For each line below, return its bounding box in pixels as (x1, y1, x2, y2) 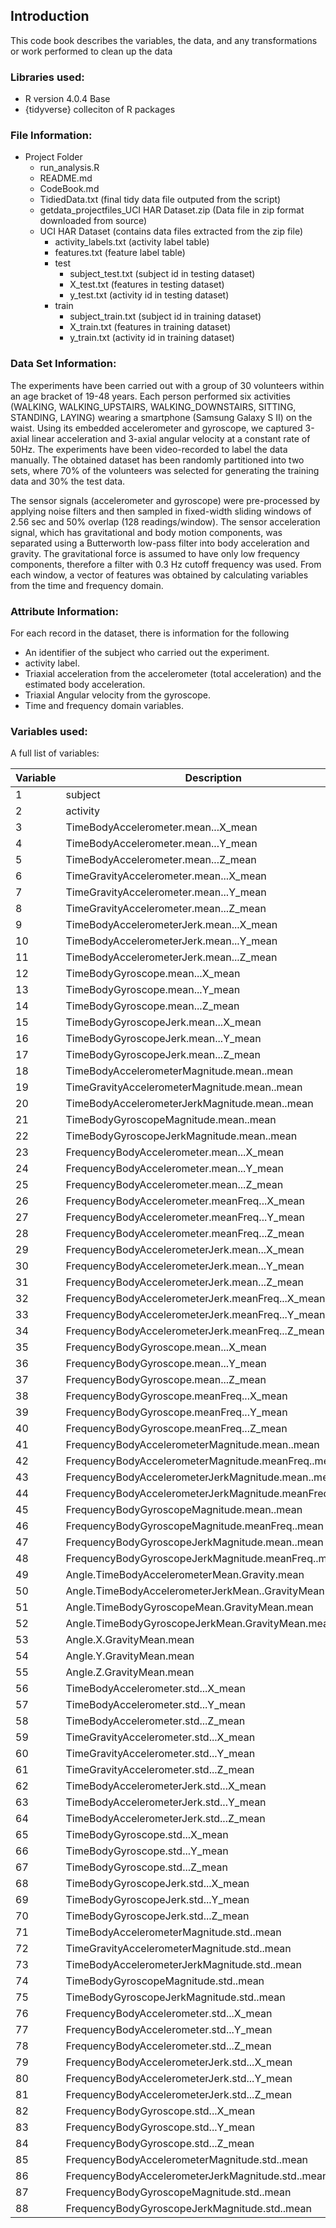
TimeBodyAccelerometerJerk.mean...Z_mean (65, 950, 278, 964)
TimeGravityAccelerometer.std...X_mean (65, 1730, 256, 1744)
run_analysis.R (39, 162, 100, 174)
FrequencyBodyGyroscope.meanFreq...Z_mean (65, 1422, 288, 1436)
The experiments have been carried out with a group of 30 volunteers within (10, 379, 325, 391)
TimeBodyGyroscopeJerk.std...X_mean (65, 1877, 250, 1891)
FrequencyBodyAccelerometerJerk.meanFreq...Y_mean (65, 1308, 326, 1322)
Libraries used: (10, 70, 85, 84)
